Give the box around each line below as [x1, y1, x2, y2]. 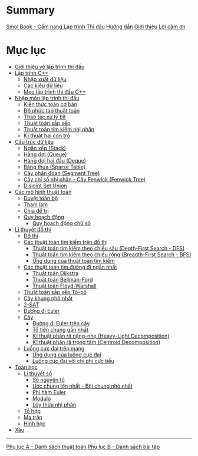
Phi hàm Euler [32, 388, 66, 395]
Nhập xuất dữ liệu [23, 75, 67, 82]
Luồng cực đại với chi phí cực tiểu [32, 357, 115, 364]
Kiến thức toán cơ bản [23, 101, 78, 108]
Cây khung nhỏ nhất [23, 295, 73, 302]
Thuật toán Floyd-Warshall [32, 282, 97, 289]
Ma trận [23, 414, 43, 421]
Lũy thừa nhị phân [32, 401, 77, 408]
